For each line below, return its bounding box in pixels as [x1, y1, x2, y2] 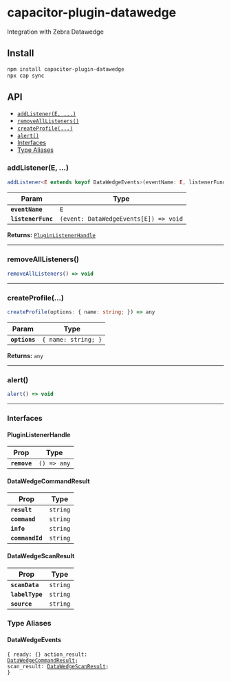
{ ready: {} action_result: [7, 651, 88, 658]
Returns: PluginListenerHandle [7, 231, 96, 239]
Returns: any [7, 351, 43, 360]
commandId [10, 534, 43, 542]
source [10, 599, 32, 608]
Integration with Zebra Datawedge [7, 27, 104, 36]
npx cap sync [7, 72, 45, 79]
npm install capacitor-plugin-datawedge [7, 65, 125, 73]
